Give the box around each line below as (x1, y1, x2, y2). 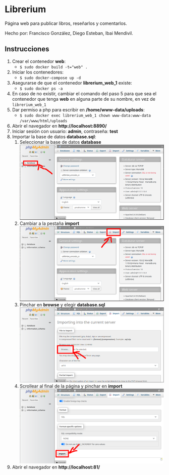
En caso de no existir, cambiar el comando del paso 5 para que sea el (12, 90, 157, 97)
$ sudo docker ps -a (19, 86, 63, 91)
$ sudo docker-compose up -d (19, 75, 81, 81)
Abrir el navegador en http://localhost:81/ (12, 464, 100, 470)
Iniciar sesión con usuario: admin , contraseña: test (12, 128, 118, 134)
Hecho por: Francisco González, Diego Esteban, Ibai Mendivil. (5, 30, 133, 36)
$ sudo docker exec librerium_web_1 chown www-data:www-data (19, 113, 151, 118)
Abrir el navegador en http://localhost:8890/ (12, 123, 107, 129)
